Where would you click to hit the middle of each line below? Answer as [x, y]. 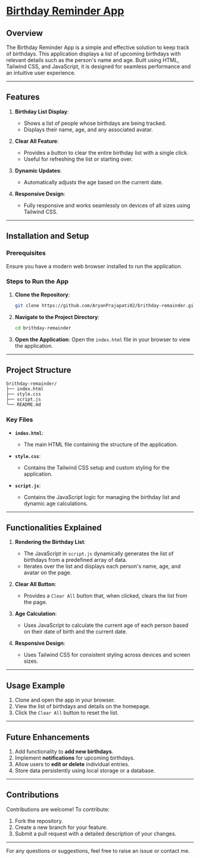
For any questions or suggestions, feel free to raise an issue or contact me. [98, 850]
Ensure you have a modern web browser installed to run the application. [94, 266]
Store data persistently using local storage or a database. [85, 771]
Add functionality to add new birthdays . [64, 752]
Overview [25, 33]
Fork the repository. [39, 821]
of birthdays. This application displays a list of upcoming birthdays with [93, 54]
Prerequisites [26, 253]
